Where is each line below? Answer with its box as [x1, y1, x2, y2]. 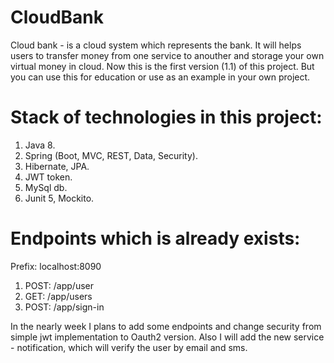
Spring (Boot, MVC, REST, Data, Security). [24, 149, 198, 161]
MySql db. [24, 181, 68, 193]
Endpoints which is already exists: [10, 227, 301, 250]
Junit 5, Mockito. [24, 192, 95, 204]
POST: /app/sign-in [24, 301, 105, 313]
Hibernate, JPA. [24, 160, 90, 172]
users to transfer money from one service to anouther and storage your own [10, 49, 325, 61]
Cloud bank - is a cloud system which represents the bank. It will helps [10, 39, 302, 51]
